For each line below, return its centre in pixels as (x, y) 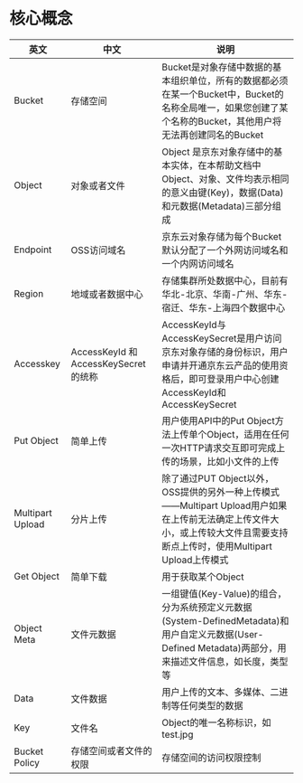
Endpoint (33, 250)
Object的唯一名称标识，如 (216, 722)
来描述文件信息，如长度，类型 (225, 661)
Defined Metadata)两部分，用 (224, 647)
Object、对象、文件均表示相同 (225, 179)
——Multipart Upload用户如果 (225, 505)
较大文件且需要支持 (248, 533)
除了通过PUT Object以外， (218, 478)
